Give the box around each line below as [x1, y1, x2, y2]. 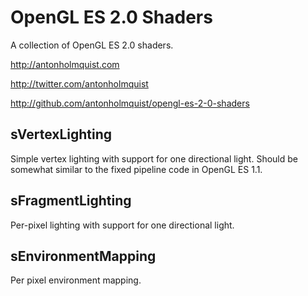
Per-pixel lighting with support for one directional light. [10, 219, 235, 231]
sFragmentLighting [10, 192, 132, 210]
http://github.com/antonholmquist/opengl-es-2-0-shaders [10, 97, 250, 109]
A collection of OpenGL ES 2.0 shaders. [10, 39, 174, 51]
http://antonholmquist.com [10, 58, 120, 70]
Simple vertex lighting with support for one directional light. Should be [10, 152, 298, 165]
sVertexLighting [10, 126, 113, 143]
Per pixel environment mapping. [10, 274, 142, 286]
